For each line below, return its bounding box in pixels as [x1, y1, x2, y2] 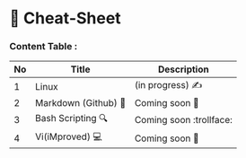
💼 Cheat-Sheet [9, 8, 121, 29]
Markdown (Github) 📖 [35, 97, 127, 110]
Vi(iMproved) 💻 [35, 130, 103, 143]
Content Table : [9, 40, 78, 53]
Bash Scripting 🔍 [35, 112, 109, 125]
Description [158, 63, 209, 75]
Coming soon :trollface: [134, 113, 233, 126]
